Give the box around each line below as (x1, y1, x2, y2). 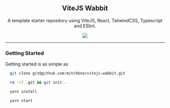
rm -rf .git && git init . (10, 80, 67, 85)
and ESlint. (74, 23, 96, 29)
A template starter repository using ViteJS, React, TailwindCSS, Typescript (7, 17, 163, 23)
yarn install (10, 89, 37, 94)
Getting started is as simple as (5, 61, 68, 67)
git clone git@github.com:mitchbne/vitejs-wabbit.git (10, 71, 125, 76)
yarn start (10, 98, 33, 103)
